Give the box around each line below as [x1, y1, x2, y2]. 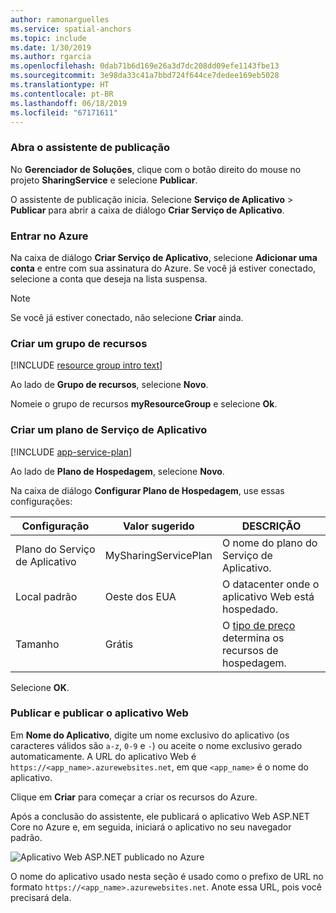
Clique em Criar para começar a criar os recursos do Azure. [10, 791, 258, 803]
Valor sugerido [123, 519, 195, 533]
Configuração [21, 519, 90, 533]
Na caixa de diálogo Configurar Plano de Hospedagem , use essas [10, 484, 285, 496]
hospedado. [222, 602, 279, 616]
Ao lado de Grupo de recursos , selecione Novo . [10, 379, 209, 391]
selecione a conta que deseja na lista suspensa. [10, 272, 208, 285]
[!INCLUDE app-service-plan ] [10, 446, 133, 458]
